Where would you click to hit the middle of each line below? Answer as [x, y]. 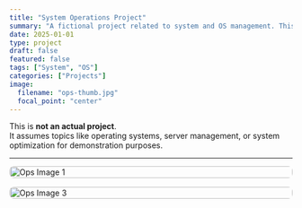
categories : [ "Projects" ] [58, 76]
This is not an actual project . [63, 126]
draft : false [34, 51]
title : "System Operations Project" [78, 17]
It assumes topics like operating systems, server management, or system [145, 136]
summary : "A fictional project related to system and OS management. [142, 26]
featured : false [40, 59]
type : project [36, 43]
